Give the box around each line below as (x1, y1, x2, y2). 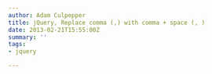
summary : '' (8, 33, 47, 41)
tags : (8, 41, 26, 48)
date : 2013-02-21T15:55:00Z (8, 26, 101, 33)
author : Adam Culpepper (8, 11, 86, 19)
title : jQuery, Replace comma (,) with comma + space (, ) (8, 19, 206, 26)
